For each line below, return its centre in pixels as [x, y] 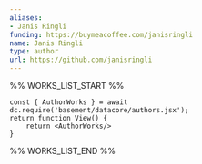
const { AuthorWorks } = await [69, 102]
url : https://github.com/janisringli [81, 60]
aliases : [26, 18]
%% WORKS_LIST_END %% [63, 151]
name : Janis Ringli [46, 43]
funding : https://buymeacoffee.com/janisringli [101, 34]
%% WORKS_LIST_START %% [67, 86]
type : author [34, 52]
